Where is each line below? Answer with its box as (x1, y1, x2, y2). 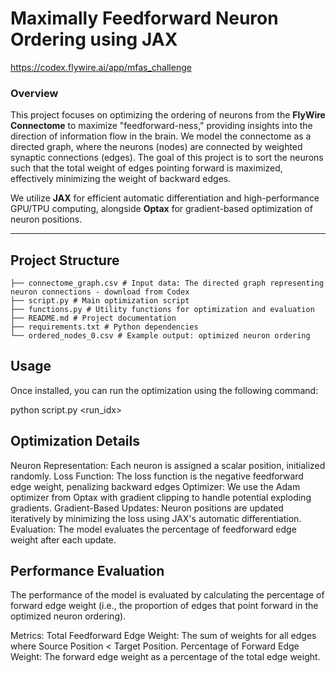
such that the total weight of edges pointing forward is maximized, (10, 162, 283, 174)
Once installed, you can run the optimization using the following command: (10, 384, 319, 396)
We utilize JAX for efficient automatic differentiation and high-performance (10, 192, 320, 204)
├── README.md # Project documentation (10, 313, 177, 324)
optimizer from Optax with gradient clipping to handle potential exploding (10, 491, 312, 503)
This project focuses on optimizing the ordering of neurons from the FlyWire (10, 109, 326, 121)
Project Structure (10, 252, 120, 269)
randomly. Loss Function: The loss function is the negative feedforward (10, 470, 304, 482)
